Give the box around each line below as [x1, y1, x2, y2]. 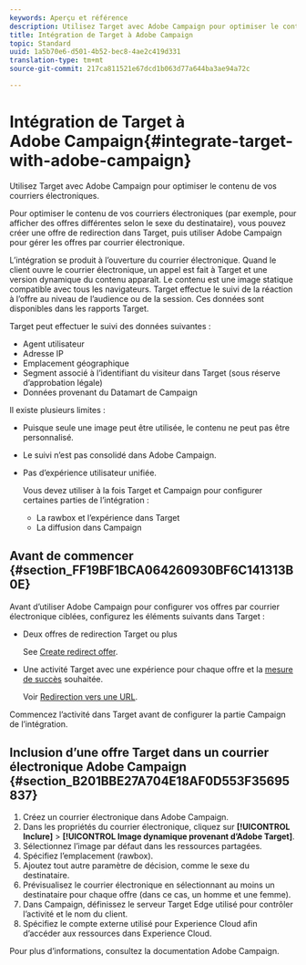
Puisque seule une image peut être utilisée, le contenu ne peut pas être [22, 421, 291, 433]
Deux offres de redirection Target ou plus [22, 628, 178, 639]
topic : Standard [9, 38, 71, 48]
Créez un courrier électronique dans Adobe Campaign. [22, 812, 229, 823]
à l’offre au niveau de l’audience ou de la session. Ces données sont [9, 293, 264, 304]
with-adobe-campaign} [9, 150, 192, 171]
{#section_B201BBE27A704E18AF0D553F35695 [9, 773, 290, 789]
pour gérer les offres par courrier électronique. [9, 236, 185, 247]
